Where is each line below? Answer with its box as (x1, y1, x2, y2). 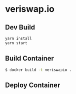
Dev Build (5, 23, 36, 31)
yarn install (5, 36, 32, 41)
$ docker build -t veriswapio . (5, 67, 72, 72)
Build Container (5, 54, 54, 63)
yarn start (5, 40, 28, 45)
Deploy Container (5, 81, 61, 89)
